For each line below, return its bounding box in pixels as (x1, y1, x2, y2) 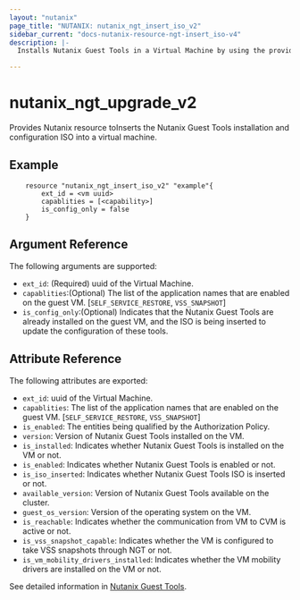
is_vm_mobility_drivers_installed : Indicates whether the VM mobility (21, 554, 281, 564)
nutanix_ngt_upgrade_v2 (9, 93, 197, 113)
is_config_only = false (41, 205, 129, 214)
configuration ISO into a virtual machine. (9, 131, 158, 143)
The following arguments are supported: (9, 260, 158, 271)
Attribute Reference (9, 351, 122, 367)
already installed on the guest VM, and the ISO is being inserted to (21, 316, 266, 326)
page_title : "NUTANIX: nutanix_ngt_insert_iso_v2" (9, 21, 202, 30)
